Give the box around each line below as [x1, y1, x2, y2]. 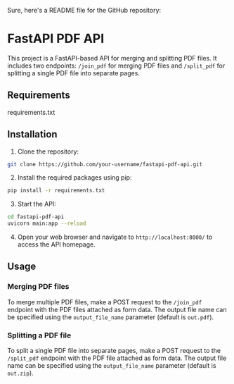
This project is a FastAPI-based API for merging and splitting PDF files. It [7, 54, 217, 62]
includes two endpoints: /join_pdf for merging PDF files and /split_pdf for [7, 61, 226, 70]
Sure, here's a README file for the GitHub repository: [7, 6, 162, 14]
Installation [7, 128, 58, 140]
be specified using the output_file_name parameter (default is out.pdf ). [7, 313, 214, 321]
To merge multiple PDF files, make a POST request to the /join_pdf [7, 297, 202, 306]
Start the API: [17, 200, 56, 209]
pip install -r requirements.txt [7, 187, 105, 194]
